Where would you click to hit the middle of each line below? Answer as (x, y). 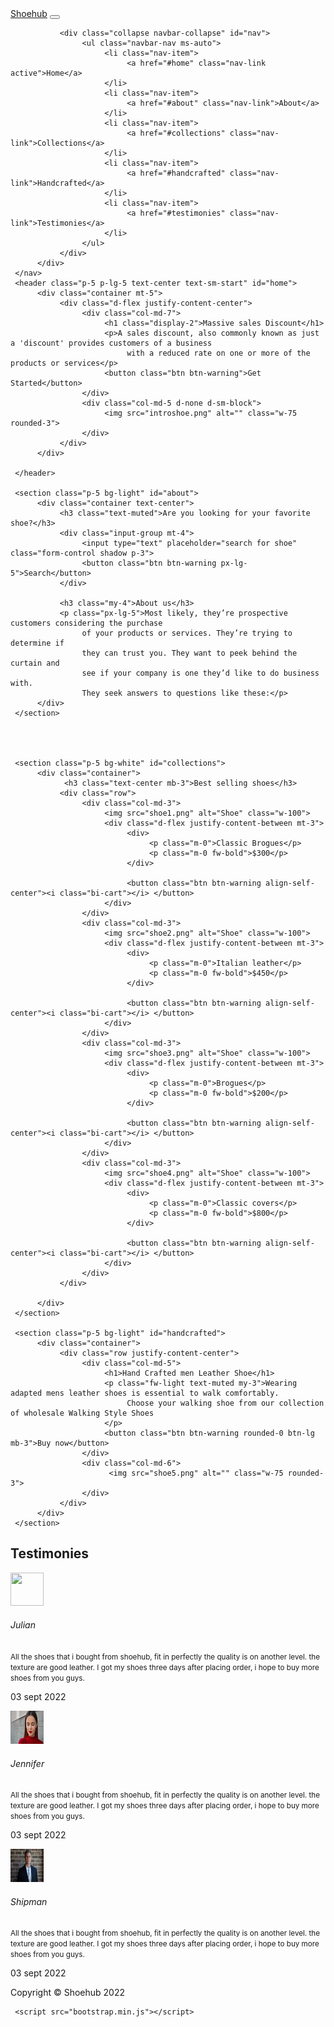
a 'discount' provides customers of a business (111, 343)
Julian (23, 1625)
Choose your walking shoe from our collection (225, 1403)
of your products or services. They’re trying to (187, 633)
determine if (37, 643)
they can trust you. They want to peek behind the (189, 653)
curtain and (35, 663)
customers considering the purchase (86, 623)
